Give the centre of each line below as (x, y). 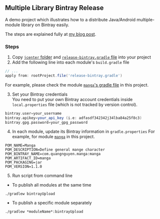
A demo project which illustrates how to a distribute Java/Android (70, 19)
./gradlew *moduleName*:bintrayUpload (44, 212)
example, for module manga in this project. (53, 137)
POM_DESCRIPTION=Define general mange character (55, 150)
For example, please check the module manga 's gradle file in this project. (77, 85)
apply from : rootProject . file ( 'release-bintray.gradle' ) (64, 75)
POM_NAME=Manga (20, 146)
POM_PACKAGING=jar (24, 162)
